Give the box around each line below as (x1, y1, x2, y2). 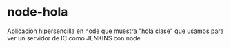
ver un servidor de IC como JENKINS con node (7, 34, 141, 42)
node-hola (7, 4, 68, 20)
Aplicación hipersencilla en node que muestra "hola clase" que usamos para (7, 27, 224, 35)
